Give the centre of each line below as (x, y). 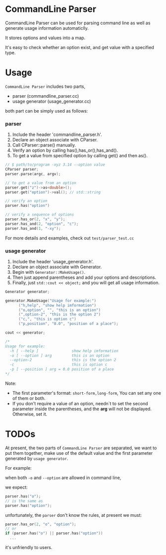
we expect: (17, 487)
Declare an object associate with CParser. (55, 140)
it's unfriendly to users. (29, 548)
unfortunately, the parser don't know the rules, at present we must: (74, 515)
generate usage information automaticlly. (47, 28)
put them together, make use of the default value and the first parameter (79, 453)
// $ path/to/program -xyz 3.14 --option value (55, 165)
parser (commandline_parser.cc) (46, 96)
